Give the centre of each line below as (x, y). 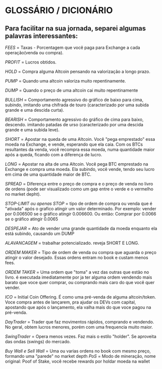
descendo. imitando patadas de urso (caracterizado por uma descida (74, 125)
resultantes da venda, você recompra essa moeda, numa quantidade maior (80, 150)
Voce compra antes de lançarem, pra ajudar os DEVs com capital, (71, 302)
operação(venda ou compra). (34, 53)
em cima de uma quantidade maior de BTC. (48, 174)
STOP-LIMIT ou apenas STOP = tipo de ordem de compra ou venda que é (79, 203)
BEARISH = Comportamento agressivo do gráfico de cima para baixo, (74, 119)
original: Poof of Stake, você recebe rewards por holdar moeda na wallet (78, 361)
